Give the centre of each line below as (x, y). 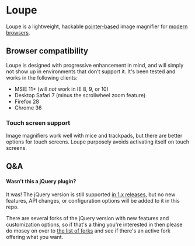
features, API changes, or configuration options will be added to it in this (93, 200)
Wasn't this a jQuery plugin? (41, 182)
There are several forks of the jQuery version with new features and (88, 218)
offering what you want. (35, 237)
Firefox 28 (27, 101)
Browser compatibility (47, 51)
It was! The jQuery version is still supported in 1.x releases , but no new (91, 194)
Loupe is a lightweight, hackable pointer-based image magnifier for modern (97, 26)
